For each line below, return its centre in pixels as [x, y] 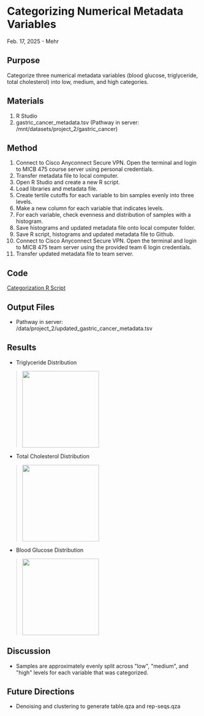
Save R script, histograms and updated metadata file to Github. [95, 235]
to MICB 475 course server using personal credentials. [85, 169]
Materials [25, 101]
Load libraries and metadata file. [57, 189]
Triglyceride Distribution [46, 362]
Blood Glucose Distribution [50, 550]
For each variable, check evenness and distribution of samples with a [103, 215]
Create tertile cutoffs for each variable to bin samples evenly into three [105, 195]
